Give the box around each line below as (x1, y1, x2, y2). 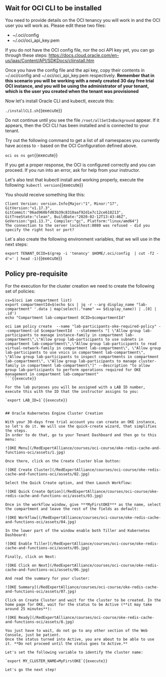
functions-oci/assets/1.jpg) (5, 450, 66, 455)
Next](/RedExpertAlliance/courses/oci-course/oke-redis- (38, 563, 159, 568)
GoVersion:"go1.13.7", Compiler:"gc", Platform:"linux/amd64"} (5, 219, 139, 224)
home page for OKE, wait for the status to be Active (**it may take (5, 602, 153, 607)
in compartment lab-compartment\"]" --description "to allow (20, 363, 150, 368)
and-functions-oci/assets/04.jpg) (5, 519, 77, 525)
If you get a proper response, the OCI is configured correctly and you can (5, 161, 156, 168)
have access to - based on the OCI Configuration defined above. (5, 143, 138, 149)
